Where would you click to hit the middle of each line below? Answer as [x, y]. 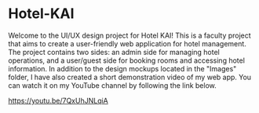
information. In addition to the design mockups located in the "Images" [122, 68]
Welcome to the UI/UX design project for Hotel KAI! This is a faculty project [129, 35]
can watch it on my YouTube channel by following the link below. [113, 85]
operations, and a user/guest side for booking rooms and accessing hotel [127, 60]
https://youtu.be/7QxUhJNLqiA [58, 100]
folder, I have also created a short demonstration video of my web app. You [130, 77]
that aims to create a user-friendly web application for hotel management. [128, 43]
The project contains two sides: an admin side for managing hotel [114, 52]
